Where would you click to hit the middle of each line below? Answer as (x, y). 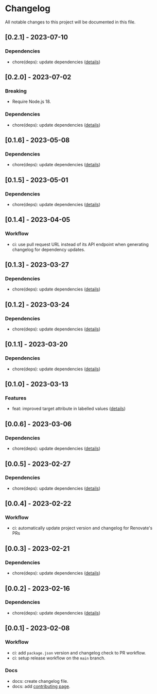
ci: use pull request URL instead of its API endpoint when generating (80, 244)
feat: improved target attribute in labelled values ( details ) (69, 409)
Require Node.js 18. (31, 102)
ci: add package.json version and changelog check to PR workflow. (79, 653)
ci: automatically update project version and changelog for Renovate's (82, 528)
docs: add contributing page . (41, 686)
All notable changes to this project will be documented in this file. (70, 22)
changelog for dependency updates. (49, 250)
